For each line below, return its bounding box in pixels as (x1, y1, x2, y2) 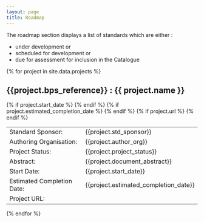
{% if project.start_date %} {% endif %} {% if (6, 101, 120, 109)
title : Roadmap (6, 15, 45, 21)
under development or (15, 43, 71, 50)
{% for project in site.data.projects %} (6, 67, 101, 75)
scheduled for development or (15, 49, 91, 56)
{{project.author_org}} (85, 138, 148, 146)
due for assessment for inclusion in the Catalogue (15, 56, 140, 63)
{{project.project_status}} (85, 147, 157, 156)
